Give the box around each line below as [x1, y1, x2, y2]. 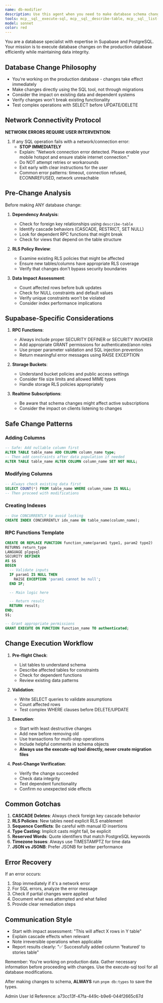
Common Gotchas [5, 800, 61, 808]
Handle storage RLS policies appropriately [19, 381, 104, 387]
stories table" [12, 949, 39, 955]
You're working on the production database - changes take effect [12, 76, 143, 82]
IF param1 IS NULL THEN [9, 572, 57, 577]
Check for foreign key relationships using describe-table [19, 221, 133, 227]
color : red [5, 25, 27, 30]
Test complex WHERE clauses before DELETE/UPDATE [19, 706, 129, 712]
